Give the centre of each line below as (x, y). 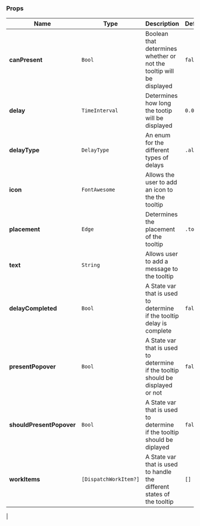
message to (162, 269)
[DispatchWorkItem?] (110, 479)
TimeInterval (100, 111)
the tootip (159, 110)
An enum (158, 136)
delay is (156, 324)
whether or (161, 56)
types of (157, 158)
